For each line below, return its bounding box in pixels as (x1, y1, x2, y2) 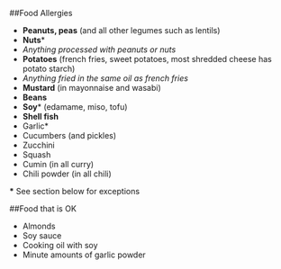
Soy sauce (22, 230, 62, 241)
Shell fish (22, 112, 59, 121)
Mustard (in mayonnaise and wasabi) (22, 83, 162, 93)
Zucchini (22, 139, 56, 150)
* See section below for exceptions (9, 186, 140, 196)
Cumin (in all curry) (22, 159, 95, 169)
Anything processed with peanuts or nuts (22, 44, 177, 55)
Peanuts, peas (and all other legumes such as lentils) (22, 25, 221, 35)
